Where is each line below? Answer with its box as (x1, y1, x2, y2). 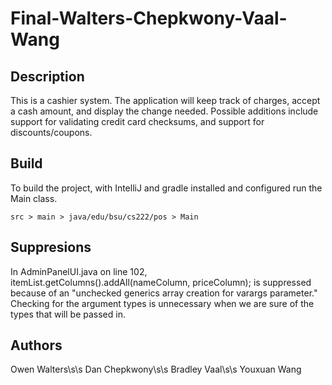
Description (10, 68, 85, 85)
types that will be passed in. (10, 308, 126, 320)
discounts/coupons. (10, 127, 93, 138)
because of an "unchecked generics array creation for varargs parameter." (10, 287, 318, 299)
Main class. (10, 192, 58, 204)
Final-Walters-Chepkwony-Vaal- (10, 7, 288, 30)
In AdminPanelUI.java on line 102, (10, 265, 148, 277)
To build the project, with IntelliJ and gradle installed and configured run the (10, 182, 323, 194)
